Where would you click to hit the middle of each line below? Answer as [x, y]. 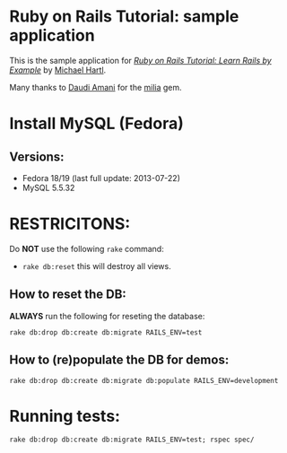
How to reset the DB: [68, 295]
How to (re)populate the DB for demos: [119, 360]
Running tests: [65, 416]
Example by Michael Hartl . [58, 70]
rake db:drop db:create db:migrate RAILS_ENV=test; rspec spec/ [132, 440]
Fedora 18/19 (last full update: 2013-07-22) [101, 178]
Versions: [37, 157]
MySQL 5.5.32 [48, 187]
